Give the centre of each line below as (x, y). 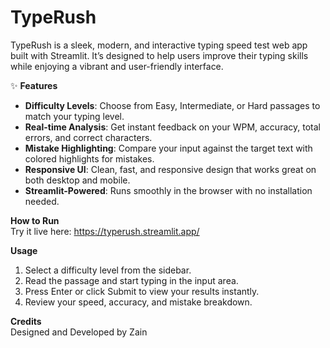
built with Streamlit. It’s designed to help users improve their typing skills (159, 55)
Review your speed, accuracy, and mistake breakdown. (138, 302)
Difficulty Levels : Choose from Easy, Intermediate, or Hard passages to (172, 105)
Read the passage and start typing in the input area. (131, 280)
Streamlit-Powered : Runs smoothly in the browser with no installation (168, 190)
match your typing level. (74, 116)
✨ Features (34, 85)
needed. (42, 201)
